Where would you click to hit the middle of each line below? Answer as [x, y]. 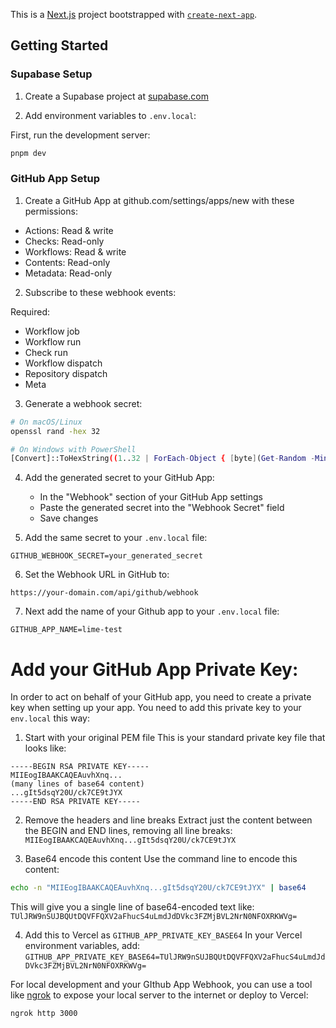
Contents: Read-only [67, 262]
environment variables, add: [82, 946]
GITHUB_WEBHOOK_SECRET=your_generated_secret [106, 556]
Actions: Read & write [69, 230]
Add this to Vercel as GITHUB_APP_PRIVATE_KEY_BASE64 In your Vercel [163, 935]
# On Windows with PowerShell [73, 449]
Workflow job [52, 331]
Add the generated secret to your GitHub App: [119, 478]
